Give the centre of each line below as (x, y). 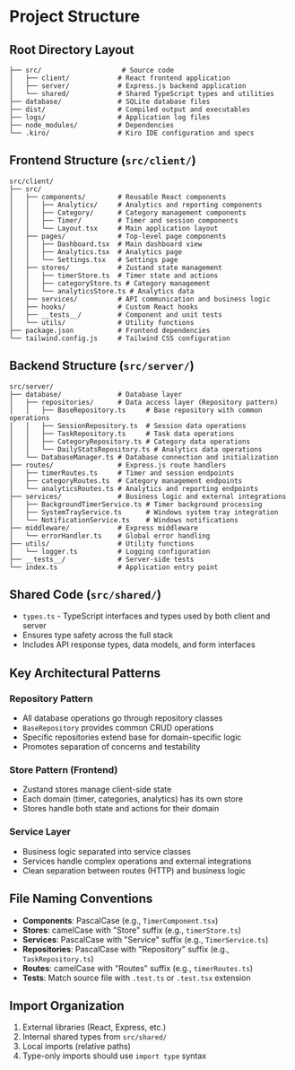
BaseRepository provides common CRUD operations (118, 728)
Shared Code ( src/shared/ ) (85, 595)
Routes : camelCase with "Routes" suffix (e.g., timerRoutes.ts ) (138, 968)
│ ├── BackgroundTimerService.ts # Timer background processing (136, 504)
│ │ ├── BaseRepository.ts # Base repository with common (136, 410)
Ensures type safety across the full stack (97, 636)
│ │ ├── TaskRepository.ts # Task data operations (122, 434)
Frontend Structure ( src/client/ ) (103, 160)
